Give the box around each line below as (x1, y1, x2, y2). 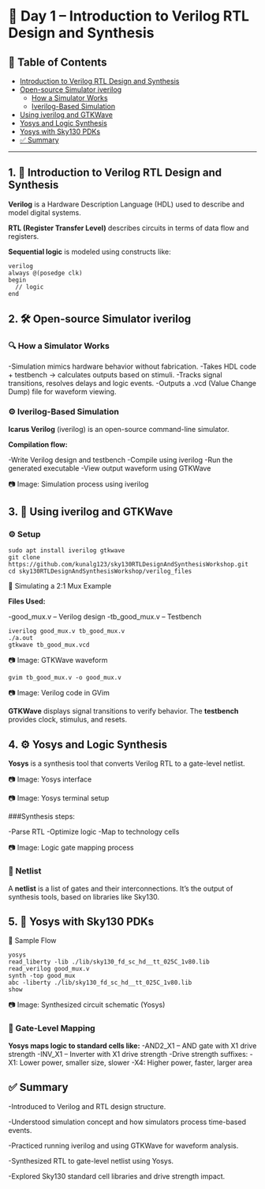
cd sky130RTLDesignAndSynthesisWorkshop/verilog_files (8, 567, 192, 576)
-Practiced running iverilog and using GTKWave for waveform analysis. (8, 1141, 239, 1150)
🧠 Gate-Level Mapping (8, 1023, 96, 1034)
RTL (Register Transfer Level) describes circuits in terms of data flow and (8, 223, 249, 233)
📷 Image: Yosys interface (8, 774, 92, 784)
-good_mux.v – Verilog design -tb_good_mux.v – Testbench (8, 612, 202, 622)
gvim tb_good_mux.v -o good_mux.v (8, 674, 122, 682)
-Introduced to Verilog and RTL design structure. (8, 1101, 166, 1111)
